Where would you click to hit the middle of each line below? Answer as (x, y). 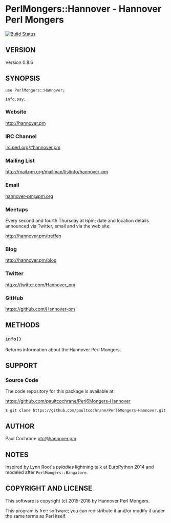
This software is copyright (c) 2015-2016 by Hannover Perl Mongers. (78, 501)
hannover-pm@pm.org (29, 196)
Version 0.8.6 (19, 62)
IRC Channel (21, 136)
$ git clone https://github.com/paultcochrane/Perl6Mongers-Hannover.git (86, 411)
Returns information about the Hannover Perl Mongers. (63, 349)
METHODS (23, 325)
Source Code (22, 380)
